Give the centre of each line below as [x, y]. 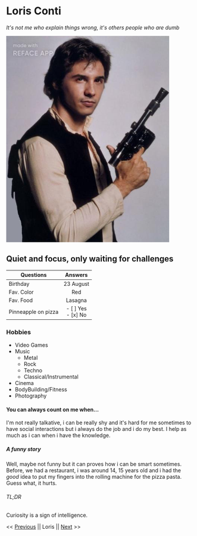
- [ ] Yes [76, 309]
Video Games [32, 345]
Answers [76, 275]
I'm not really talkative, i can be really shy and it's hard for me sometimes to [99, 423]
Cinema [24, 383]
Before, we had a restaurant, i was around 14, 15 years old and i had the [94, 470]
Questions [34, 275]
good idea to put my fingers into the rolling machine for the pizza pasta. [94, 477]
